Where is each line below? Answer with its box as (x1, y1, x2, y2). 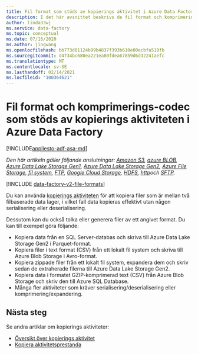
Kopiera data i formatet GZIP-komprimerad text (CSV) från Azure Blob (14, 272, 184, 279)
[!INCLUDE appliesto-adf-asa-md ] (6, 145, 88, 152)
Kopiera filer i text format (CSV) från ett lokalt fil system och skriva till (14, 246, 183, 253)
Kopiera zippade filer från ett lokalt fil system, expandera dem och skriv (14, 259, 189, 266)
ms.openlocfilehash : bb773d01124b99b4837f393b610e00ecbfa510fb (6, 47, 165, 53)
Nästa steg (6, 307, 47, 317)
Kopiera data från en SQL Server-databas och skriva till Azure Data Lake (14, 234, 190, 241)
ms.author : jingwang (6, 42, 57, 48)
